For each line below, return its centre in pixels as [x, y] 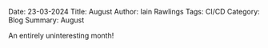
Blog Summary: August [46, 20]
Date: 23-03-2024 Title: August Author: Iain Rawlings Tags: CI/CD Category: [134, 12]
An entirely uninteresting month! [61, 36]
